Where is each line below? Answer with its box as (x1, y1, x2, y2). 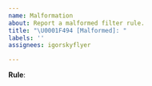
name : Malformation (8, 11, 74, 20)
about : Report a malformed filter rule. (8, 19, 146, 27)
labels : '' (8, 33, 45, 42)
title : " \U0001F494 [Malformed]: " (8, 26, 127, 34)
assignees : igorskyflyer (8, 41, 91, 49)
